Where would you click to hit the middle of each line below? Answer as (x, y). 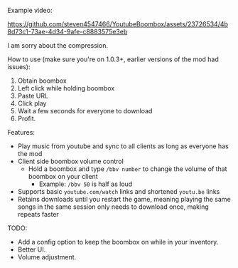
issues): (19, 67)
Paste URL (33, 96)
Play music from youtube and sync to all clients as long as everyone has (123, 146)
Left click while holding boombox (66, 88)
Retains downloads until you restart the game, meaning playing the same (124, 199)
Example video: (30, 10)
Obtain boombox (42, 81)
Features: (21, 132)
